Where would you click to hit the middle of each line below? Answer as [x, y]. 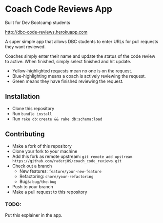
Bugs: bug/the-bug [38, 181]
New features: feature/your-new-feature [60, 171]
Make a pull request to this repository [50, 192]
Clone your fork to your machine [45, 151]
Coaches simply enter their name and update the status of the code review [80, 56]
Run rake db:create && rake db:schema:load [57, 119]
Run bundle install [32, 113]
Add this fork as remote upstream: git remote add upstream [72, 156]
